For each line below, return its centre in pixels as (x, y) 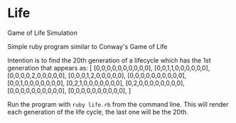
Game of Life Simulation (43, 33)
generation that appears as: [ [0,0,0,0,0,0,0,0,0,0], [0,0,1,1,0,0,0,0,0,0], (109, 68)
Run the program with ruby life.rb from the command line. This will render (118, 104)
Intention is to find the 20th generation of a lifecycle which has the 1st (109, 60)
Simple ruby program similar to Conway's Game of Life (87, 46)
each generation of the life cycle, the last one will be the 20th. (98, 112)
